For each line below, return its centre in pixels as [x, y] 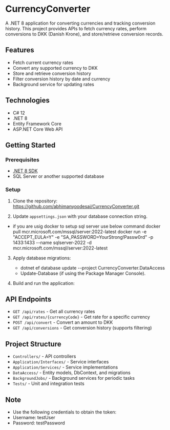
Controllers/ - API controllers [44, 356]
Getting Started [30, 145]
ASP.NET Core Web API [38, 129]
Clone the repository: [35, 201]
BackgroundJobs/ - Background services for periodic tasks [73, 378]
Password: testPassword [39, 423]
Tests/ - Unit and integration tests [48, 384]
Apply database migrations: [42, 258]
